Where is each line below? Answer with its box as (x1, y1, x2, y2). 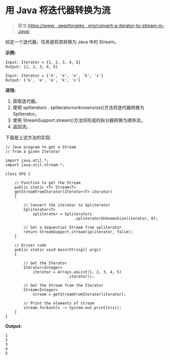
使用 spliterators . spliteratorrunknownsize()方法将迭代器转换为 (12, 104, 145, 110)
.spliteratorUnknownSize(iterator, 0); (73, 216, 158, 221)
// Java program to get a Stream (5, 144, 76, 149)
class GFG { (5, 171, 31, 176)
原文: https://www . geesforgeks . (17, 22, 87, 29)
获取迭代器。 (12, 98, 40, 104)
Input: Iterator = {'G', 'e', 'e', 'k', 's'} (5, 73, 103, 78)
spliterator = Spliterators (32, 211, 93, 217)
